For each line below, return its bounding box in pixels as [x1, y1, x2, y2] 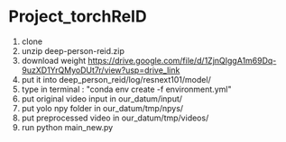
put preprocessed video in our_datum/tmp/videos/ [21, 112, 209, 123]
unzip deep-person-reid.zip [21, 45, 125, 56]
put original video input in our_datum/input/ [21, 93, 182, 104]
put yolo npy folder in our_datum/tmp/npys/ [21, 102, 184, 113]
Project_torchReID [8, 6, 147, 27]
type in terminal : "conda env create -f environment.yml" [21, 84, 232, 94]
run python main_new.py [21, 121, 114, 132]
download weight [21, 55, 87, 66]
